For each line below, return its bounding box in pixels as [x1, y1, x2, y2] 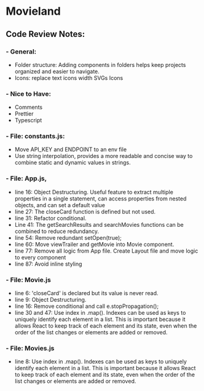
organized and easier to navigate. [14, 68, 100, 75]
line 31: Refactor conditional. [14, 214, 87, 222]
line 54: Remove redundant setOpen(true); [14, 234, 122, 241]
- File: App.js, [6, 174, 47, 183]
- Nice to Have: [6, 89, 52, 98]
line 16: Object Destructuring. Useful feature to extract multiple [14, 188, 173, 195]
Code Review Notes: [6, 29, 85, 39]
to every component [14, 253, 66, 261]
